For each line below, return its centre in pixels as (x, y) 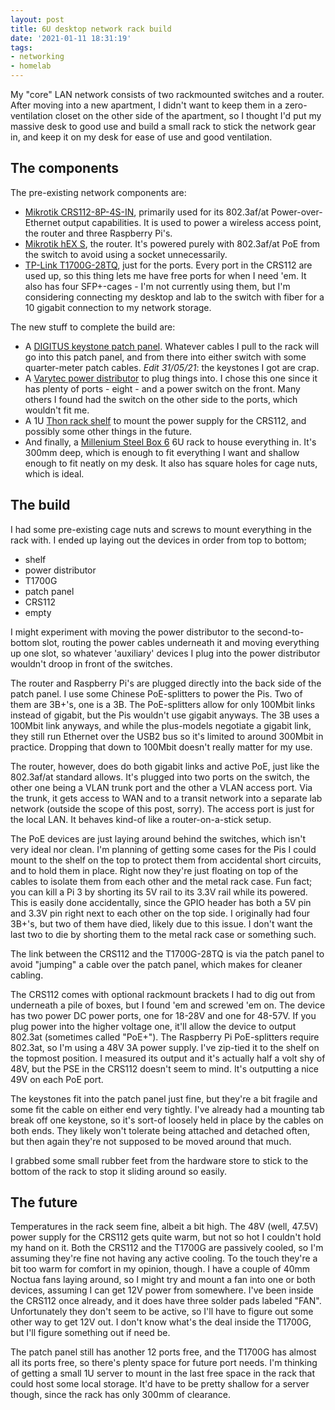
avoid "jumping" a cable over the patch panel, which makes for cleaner (156, 964)
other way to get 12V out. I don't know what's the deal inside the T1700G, (161, 1322)
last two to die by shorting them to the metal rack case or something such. (163, 934)
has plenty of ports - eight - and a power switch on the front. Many (162, 388)
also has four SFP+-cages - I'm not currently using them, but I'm (157, 286)
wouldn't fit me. (57, 410)
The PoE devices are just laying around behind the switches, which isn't (158, 838)
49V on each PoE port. (57, 1079)
